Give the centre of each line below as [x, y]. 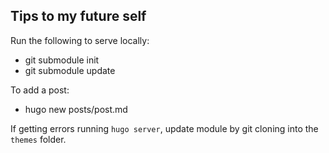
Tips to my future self [78, 16]
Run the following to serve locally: [80, 40]
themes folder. [38, 139]
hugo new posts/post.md [76, 109]
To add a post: [40, 90]
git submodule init [62, 60]
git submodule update [70, 70]
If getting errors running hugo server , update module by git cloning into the [164, 128]
